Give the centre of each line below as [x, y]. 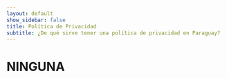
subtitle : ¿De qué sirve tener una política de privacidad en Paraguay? [113, 33]
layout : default [30, 13]
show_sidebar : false [36, 20]
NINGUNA [36, 67]
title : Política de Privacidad [52, 26]
